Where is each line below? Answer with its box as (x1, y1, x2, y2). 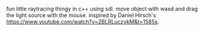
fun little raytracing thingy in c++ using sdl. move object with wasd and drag (6, 5, 199, 12)
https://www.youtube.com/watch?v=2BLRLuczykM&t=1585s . (6, 18, 160, 25)
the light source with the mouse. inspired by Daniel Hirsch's (6, 12, 156, 19)
